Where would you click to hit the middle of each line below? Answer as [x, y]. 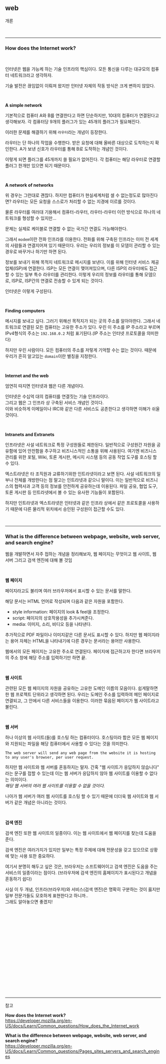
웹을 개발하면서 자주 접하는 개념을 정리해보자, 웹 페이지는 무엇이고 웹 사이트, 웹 [81, 554]
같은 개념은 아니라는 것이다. [41, 803]
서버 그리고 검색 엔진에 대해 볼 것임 [39, 560]
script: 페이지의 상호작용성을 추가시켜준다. [53, 618]
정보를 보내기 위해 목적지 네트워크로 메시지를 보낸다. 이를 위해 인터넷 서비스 [78, 262]
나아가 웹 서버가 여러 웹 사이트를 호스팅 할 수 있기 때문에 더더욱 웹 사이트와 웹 [80, 796]
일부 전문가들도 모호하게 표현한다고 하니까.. [47, 896]
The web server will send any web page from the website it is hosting [80, 753]
